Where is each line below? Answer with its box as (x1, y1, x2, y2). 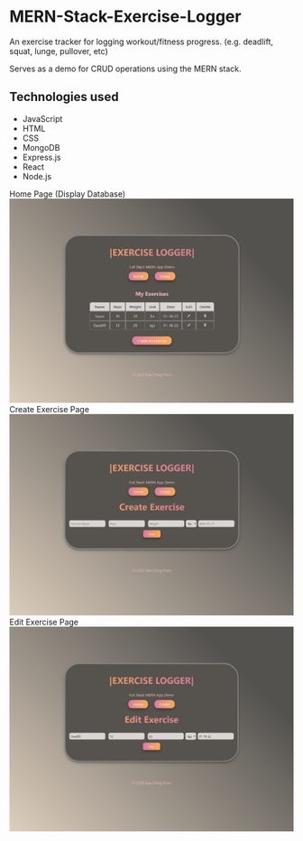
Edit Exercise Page (9, 616, 79, 628)
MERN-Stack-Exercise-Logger (9, 6, 242, 27)
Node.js (22, 171, 52, 181)
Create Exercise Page (9, 403, 90, 414)
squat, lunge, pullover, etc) (9, 45, 108, 56)
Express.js (22, 152, 61, 162)
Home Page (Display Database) (9, 188, 126, 199)
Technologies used (9, 89, 119, 105)
